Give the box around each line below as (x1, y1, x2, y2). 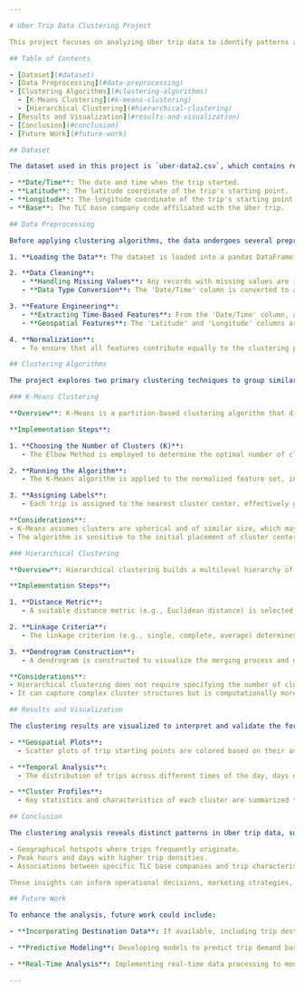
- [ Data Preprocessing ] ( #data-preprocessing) (9, 79, 184, 88)
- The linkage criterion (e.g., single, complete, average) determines (21, 631, 298, 640)
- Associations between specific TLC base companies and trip (9, 862, 249, 871)
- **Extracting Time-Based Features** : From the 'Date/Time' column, (21, 310, 290, 319)
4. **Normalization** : (9, 335, 95, 344)
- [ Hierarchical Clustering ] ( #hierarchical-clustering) (17, 104, 233, 113)
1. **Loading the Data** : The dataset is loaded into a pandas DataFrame (9, 253, 294, 262)
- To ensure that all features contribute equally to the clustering (21, 343, 290, 353)
